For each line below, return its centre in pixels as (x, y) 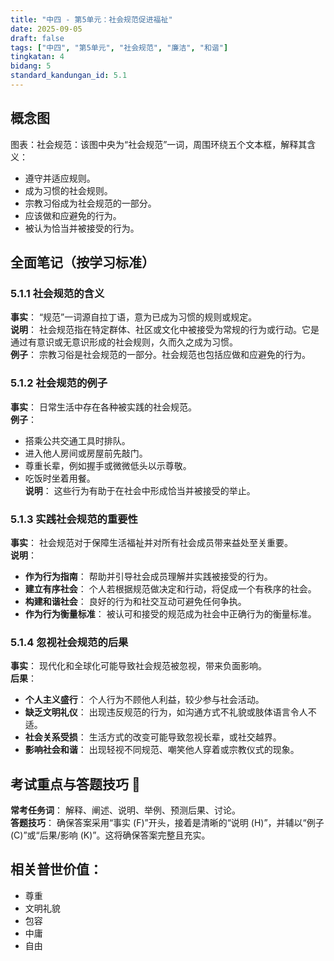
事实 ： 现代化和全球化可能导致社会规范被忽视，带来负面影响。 (138, 666)
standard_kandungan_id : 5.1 (69, 76)
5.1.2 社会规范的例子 (59, 383)
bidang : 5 (31, 66)
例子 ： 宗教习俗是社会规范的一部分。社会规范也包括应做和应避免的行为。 (160, 355)
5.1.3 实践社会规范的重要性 (74, 519)
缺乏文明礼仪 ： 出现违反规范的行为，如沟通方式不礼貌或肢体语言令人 (166, 712)
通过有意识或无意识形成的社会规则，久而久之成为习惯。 (124, 342)
